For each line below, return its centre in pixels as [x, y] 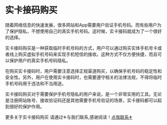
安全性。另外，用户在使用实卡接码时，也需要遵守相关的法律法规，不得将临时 [83, 77]
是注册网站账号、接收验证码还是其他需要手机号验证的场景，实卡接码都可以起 [83, 100]
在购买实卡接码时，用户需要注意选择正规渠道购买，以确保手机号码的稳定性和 [83, 71]
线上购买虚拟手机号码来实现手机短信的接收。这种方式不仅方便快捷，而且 [83, 54]
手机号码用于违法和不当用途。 [36, 83]
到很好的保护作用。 [25, 106]
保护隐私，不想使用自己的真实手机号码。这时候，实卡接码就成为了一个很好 [85, 31]
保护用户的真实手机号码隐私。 [40, 60]
